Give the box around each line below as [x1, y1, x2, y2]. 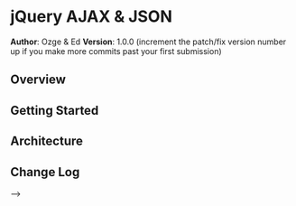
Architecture [10, 134, 84, 149]
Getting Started [10, 102, 99, 118]
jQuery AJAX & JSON [10, 6, 172, 27]
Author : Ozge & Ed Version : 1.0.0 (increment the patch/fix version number [10, 36, 287, 47]
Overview [10, 72, 67, 88]
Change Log [10, 164, 80, 180]
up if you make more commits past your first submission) [10, 45, 222, 56]
